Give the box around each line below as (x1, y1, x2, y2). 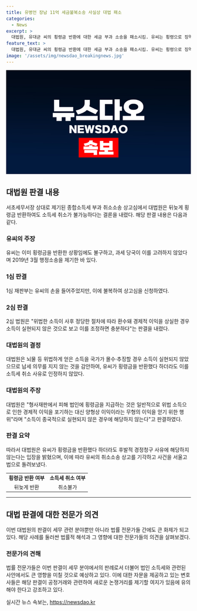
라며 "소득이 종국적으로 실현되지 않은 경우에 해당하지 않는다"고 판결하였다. (13, 415, 183, 422)
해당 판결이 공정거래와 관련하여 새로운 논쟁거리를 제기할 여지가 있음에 (21, 579, 180, 586)
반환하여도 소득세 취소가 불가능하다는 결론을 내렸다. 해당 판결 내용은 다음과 (16, 211, 188, 219)
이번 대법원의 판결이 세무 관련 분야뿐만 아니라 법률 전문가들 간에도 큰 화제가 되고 (6, 526, 189, 533)
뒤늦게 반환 (13, 484, 39, 491)
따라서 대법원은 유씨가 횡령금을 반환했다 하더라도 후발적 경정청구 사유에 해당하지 (6, 446, 189, 453)
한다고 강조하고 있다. (16, 586, 64, 593)
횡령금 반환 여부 (8, 474, 45, 481)
